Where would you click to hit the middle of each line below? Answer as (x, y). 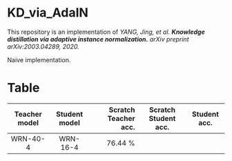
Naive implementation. (39, 59)
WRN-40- (28, 138)
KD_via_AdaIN (48, 13)
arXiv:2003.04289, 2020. (43, 46)
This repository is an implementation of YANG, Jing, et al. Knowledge (106, 32)
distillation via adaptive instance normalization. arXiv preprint (98, 39)
